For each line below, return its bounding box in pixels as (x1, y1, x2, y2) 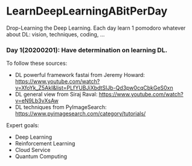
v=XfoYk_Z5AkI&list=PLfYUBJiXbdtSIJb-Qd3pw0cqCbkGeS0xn (14, 84, 173, 91)
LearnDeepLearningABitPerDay (6, 4, 168, 18)
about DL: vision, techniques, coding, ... (6, 30, 105, 38)
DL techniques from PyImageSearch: (14, 104, 107, 111)
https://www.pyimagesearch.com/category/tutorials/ (14, 110, 146, 118)
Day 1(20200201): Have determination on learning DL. (6, 45, 168, 54)
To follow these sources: (6, 59, 68, 67)
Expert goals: (6, 122, 39, 129)
